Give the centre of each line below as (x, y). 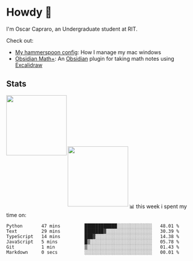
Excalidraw (29, 65)
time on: (17, 215)
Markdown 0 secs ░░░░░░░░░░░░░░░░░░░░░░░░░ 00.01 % (93, 252)
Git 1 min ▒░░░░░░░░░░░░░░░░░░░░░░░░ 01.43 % (93, 247)
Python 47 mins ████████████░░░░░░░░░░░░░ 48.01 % (93, 226)
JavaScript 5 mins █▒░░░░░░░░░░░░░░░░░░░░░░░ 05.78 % (93, 242)
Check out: (20, 40)
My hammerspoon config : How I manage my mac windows (88, 52)
